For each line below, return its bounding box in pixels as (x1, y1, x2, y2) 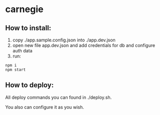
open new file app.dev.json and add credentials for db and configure (12, 42, 155, 48)
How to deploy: (5, 81, 54, 89)
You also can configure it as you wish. (5, 104, 84, 110)
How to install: (5, 24, 51, 32)
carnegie (5, 4, 44, 15)
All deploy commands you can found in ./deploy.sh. (5, 94, 112, 100)
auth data (12, 48, 33, 53)
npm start (5, 67, 26, 72)
